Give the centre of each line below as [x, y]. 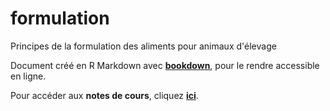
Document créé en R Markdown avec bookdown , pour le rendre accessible [165, 65]
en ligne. [28, 76]
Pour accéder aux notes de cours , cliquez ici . [104, 95]
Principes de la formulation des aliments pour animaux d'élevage [143, 46]
